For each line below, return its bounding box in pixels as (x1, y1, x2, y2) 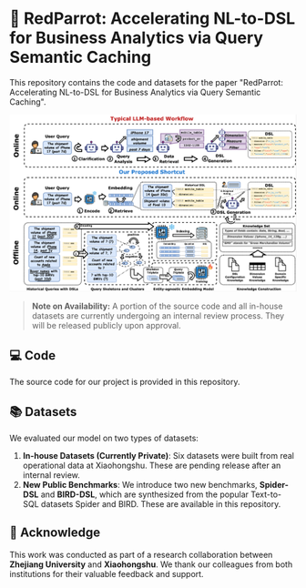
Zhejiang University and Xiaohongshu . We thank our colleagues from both (9, 559, 293, 570)
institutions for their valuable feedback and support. (9, 568, 204, 579)
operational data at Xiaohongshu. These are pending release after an (22, 460, 281, 471)
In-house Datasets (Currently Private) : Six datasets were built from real (22, 450, 294, 461)
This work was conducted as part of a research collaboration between (9, 549, 273, 560)
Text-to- (250, 489, 282, 500)
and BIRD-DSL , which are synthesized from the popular (40, 489, 249, 500)
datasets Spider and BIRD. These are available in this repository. (40, 498, 281, 509)
